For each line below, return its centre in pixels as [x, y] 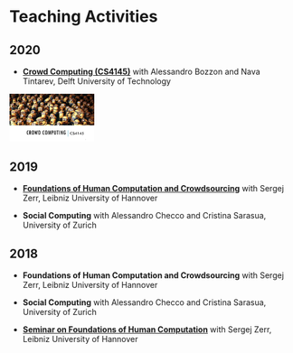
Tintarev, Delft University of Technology [97, 81]
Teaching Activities [84, 17]
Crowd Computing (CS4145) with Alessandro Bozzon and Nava [141, 71]
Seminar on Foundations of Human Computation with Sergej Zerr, [147, 330]
